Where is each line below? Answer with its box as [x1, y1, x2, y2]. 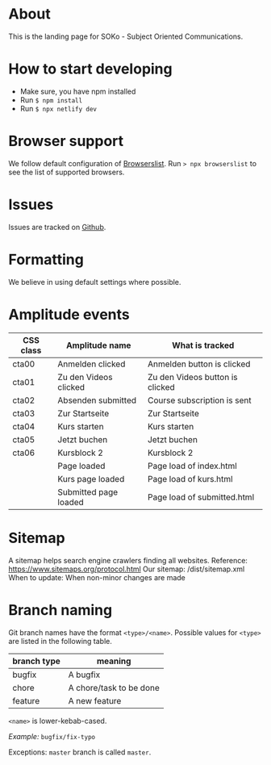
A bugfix [68, 669, 101, 680]
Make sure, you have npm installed [19, 86, 136, 96]
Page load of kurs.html [148, 473, 233, 484]
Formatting [8, 250, 85, 269]
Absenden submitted [57, 395, 137, 406]
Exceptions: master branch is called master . [8, 747, 152, 757]
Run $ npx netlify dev [19, 103, 97, 113]
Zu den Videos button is [148, 371, 238, 382]
